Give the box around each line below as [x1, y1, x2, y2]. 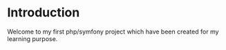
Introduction [7, 5, 80, 21]
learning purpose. [7, 34, 58, 42]
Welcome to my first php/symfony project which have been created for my [7, 27, 219, 36]
